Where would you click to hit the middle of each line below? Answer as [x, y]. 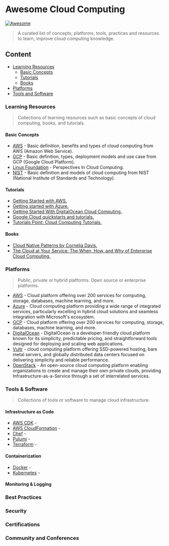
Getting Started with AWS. [40, 201]
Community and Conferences [42, 538]
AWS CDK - [24, 423]
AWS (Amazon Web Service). [43, 151]
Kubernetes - [26, 473]
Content [18, 54]
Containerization [23, 456]
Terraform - [24, 444]
